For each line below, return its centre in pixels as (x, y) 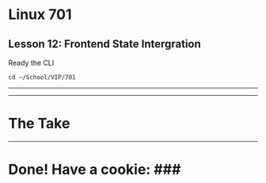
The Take (39, 124)
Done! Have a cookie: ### (95, 170)
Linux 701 (40, 15)
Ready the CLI (31, 63)
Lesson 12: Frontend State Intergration (105, 44)
